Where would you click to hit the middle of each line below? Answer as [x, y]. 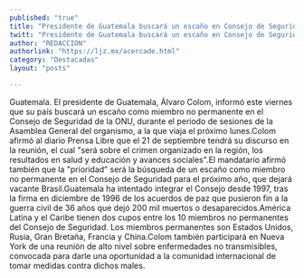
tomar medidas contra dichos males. [77, 265]
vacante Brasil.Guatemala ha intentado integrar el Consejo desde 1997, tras [149, 188]
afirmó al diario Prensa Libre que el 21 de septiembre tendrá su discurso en [149, 140]
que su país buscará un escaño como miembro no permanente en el [137, 111]
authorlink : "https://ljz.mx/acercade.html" [95, 52]
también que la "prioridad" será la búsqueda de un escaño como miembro [147, 169]
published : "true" [44, 18]
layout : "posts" [40, 69]
